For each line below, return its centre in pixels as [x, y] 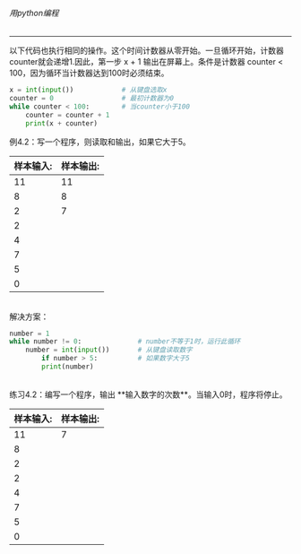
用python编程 [34, 13]
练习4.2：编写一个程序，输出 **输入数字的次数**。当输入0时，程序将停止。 [148, 394]
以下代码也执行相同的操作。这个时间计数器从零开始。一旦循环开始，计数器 [146, 51]
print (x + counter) [62, 123]
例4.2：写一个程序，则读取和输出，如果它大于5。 [100, 142]
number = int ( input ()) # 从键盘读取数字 [109, 350]
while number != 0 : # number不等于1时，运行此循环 [125, 342]
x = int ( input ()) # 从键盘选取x [88, 90]
